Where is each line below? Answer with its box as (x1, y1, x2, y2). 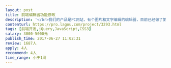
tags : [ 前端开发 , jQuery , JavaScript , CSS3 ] (5, 27, 92, 32)
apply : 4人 (5, 46, 28, 51)
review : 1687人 (5, 41, 37, 46)
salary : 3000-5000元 (5, 31, 48, 36)
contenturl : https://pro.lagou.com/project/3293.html (5, 21, 122, 27)
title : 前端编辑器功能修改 (5, 12, 56, 17)
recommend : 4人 (5, 50, 37, 55)
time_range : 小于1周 (5, 55, 47, 60)
